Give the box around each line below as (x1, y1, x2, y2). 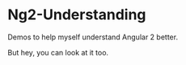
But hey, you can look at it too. (7, 47, 109, 57)
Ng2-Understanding (7, 6, 146, 24)
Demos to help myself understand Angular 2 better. (7, 32, 179, 42)
